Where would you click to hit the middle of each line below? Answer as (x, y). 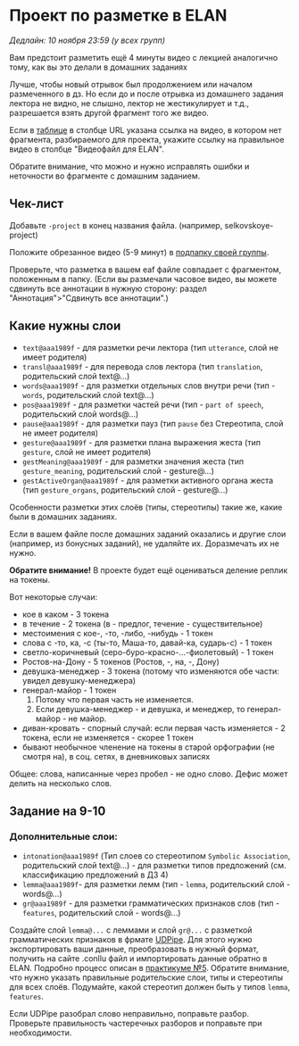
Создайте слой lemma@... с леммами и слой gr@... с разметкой (131, 930)
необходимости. (41, 1033)
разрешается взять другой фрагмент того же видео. (109, 112)
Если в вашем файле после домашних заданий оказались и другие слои (148, 534)
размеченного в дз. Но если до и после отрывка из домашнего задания (146, 94)
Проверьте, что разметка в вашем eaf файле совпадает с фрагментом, (145, 270)
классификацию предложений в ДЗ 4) (95, 875)
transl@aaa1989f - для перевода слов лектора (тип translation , (142, 366)
